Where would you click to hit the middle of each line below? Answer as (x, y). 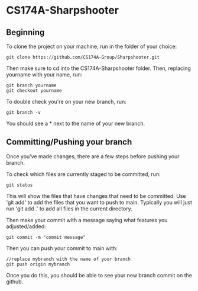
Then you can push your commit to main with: (62, 248)
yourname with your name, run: (44, 74)
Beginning (25, 32)
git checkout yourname (34, 91)
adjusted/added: (26, 226)
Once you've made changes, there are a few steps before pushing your (93, 156)
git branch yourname (32, 85)
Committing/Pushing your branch (69, 142)
